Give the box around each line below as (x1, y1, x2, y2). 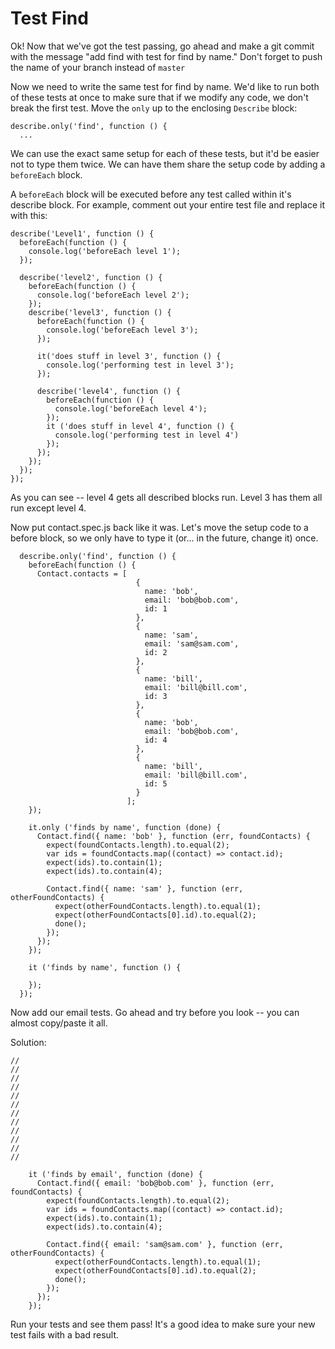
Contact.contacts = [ (36, 568, 128, 579)
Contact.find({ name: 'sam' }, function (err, (46, 883, 244, 894)
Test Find (10, 7, 89, 30)
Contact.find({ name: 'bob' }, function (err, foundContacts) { (36, 831, 311, 841)
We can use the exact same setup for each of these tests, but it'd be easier (10, 147, 320, 159)
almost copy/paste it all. (10, 1017, 108, 1029)
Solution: (10, 1036, 47, 1048)
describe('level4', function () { (36, 386, 182, 396)
